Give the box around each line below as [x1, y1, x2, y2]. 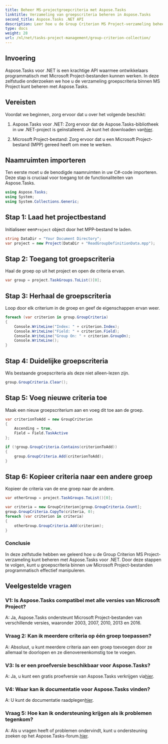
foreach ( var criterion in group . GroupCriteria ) [5, 315, 108, 320]
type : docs [5, 26, 28, 31]
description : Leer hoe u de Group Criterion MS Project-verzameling [5, 21, 151, 27]
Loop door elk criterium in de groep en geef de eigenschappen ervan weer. [5, 305, 160, 311]
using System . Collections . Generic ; [5, 199, 79, 204]
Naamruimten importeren [5, 156, 86, 164]
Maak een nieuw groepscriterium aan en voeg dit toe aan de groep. [5, 407, 144, 413]
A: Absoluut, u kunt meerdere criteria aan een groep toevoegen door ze [5, 644, 152, 650]
